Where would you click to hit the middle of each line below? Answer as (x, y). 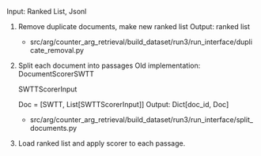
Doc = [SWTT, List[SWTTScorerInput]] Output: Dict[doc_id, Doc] (123, 104)
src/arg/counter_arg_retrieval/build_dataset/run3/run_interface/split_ (142, 120)
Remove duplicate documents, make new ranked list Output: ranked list (134, 26)
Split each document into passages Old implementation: (109, 65)
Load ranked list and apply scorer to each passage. (102, 143)
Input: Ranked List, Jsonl (47, 11)
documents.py (53, 128)
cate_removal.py (57, 50)
